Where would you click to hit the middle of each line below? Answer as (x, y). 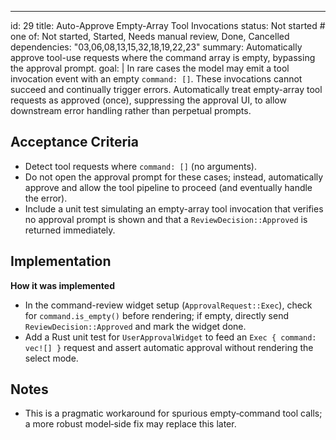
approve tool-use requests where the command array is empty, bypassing (163, 57)
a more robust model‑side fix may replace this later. (130, 424)
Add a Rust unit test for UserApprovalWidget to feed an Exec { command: (170, 337)
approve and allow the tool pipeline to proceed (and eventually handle (168, 187)
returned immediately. (70, 230)
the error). (46, 198)
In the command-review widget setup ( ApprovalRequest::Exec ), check (168, 305)
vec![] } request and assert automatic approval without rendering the (169, 347)
